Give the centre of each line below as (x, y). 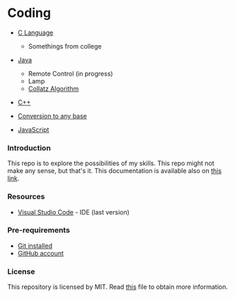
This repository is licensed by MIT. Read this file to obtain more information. (118, 287)
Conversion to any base (52, 116)
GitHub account (40, 253)
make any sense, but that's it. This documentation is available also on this (114, 171)
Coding (29, 13)
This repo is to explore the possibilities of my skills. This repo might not (111, 163)
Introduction (29, 148)
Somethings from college (65, 46)
